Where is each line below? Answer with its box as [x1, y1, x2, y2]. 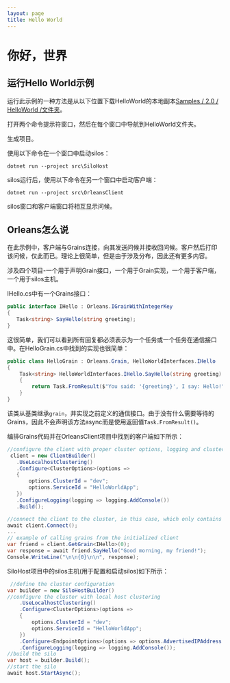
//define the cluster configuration [10, 580, 115, 587]
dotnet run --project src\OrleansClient [7, 189, 125, 196]
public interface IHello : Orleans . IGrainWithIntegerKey [7, 303, 173, 310]
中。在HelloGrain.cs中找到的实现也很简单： [7, 344, 129, 352]
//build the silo [7, 651, 57, 658]
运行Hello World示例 [7, 77, 94, 89]
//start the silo [7, 663, 57, 671]
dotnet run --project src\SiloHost [7, 162, 109, 170]
